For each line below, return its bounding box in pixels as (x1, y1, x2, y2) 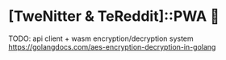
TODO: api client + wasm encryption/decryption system (8, 34, 194, 43)
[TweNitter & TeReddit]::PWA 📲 (8, 7, 220, 26)
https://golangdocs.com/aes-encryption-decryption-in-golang (8, 42, 216, 51)
